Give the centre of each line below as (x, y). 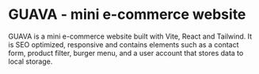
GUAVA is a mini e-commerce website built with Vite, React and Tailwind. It (130, 36)
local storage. (30, 61)
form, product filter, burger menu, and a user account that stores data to (126, 53)
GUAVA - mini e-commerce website (127, 15)
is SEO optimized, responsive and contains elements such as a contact (124, 44)
